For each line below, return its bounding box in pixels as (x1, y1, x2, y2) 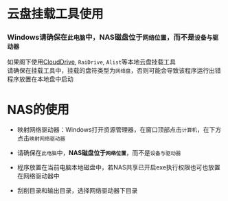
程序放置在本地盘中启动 (7, 75, 73, 83)
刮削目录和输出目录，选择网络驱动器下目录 (16, 187, 138, 195)
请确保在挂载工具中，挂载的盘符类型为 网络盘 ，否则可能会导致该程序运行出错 (7, 67, 221, 75)
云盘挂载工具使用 (7, 6, 104, 22)
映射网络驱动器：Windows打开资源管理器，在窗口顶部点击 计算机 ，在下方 (16, 126, 222, 134)
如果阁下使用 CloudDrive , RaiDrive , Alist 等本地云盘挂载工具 (7, 58, 176, 66)
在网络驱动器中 (16, 172, 60, 180)
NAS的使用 (7, 102, 70, 117)
